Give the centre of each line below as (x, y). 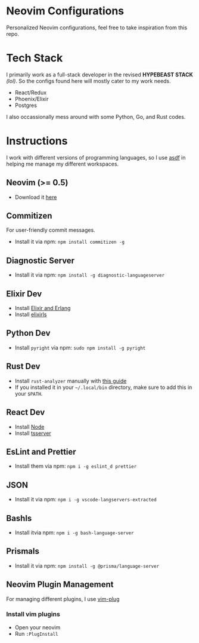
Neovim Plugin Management (60, 585)
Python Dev (28, 333)
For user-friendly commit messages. (51, 230)
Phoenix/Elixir (32, 99)
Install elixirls (31, 314)
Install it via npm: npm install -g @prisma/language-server (87, 565)
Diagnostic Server (41, 260)
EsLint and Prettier (41, 451)
